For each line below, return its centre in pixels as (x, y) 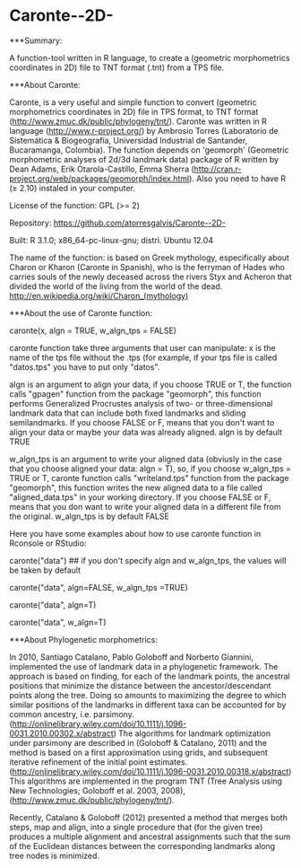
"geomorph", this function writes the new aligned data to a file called (136, 487)
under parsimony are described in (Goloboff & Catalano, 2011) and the (138, 742)
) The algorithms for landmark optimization (192, 733)
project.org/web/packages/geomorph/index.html (99, 178)
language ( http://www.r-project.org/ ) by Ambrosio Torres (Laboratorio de (144, 130)
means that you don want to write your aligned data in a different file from (145, 506)
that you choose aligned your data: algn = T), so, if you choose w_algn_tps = (150, 469)
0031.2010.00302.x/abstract (61, 733)
